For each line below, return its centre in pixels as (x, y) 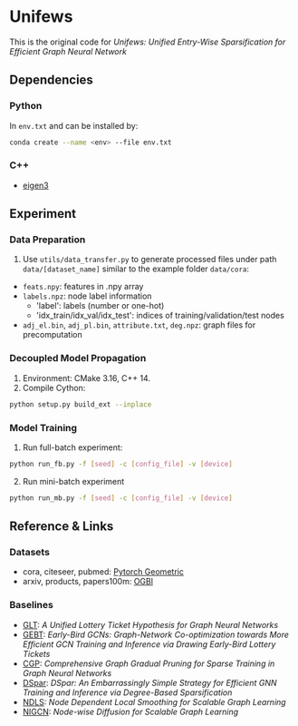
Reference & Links (62, 527)
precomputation (53, 335)
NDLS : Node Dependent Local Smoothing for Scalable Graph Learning (154, 701)
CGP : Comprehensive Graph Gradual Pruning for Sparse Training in (149, 663)
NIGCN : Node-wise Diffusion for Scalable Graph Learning (130, 711)
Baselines (32, 605)
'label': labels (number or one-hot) (100, 306)
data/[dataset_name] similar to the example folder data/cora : (136, 269)
